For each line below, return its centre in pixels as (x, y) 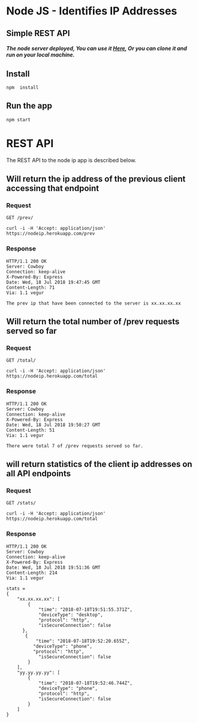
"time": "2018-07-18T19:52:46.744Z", (85, 683)
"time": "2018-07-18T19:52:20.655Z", (83, 641)
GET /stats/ (21, 503)
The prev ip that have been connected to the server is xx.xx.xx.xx (94, 303)
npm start (19, 119)
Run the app (29, 106)
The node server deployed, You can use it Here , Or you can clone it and (97, 49)
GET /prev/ (20, 218)
